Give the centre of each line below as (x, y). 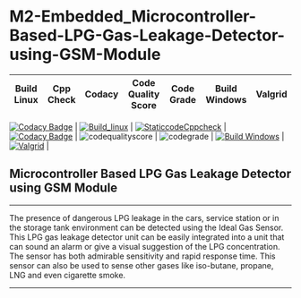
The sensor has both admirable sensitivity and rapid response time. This (142, 256)
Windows (226, 99)
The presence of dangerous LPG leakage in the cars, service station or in (144, 217)
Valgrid (271, 94)
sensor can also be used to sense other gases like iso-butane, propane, (142, 265)
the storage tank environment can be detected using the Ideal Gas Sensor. (146, 227)
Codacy (102, 94)
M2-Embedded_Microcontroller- (133, 17)
